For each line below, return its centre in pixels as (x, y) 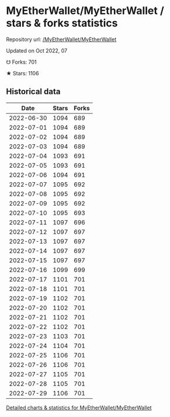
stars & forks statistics (62, 23)
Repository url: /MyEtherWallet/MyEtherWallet (61, 39)
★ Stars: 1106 (22, 73)
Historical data (33, 92)
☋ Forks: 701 (21, 62)
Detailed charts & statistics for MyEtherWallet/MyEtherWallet (79, 408)
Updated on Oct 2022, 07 (37, 50)
